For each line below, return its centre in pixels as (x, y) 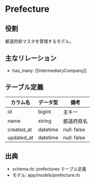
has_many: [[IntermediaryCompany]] (49, 71)
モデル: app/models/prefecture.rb (46, 175)
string (45, 121)
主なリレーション (31, 58)
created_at (20, 129)
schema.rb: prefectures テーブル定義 (49, 169)
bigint (45, 111)
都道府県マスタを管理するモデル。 (39, 41)
